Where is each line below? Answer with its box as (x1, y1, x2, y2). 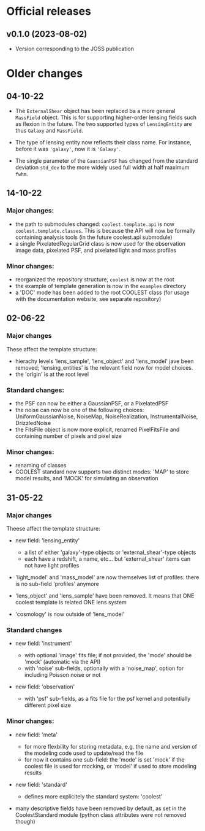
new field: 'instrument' (15, 640, 72, 647)
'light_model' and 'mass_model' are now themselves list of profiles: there (15, 573, 199, 581)
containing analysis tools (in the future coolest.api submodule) (15, 233, 173, 241)
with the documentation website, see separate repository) (15, 295, 162, 302)
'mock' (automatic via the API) (24, 658, 101, 666)
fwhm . (15, 170, 29, 178)
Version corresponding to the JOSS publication (15, 45, 135, 52)
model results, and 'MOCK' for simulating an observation (15, 475, 158, 482)
